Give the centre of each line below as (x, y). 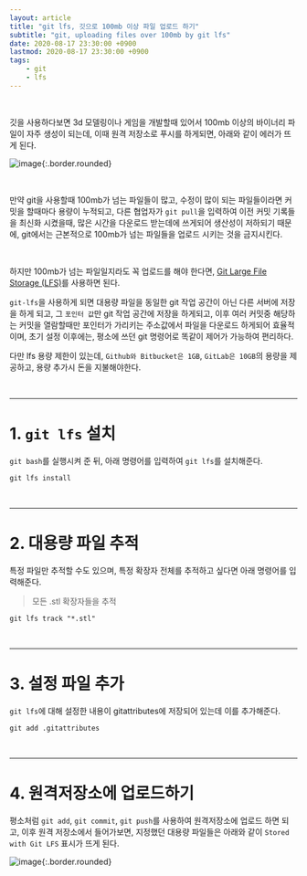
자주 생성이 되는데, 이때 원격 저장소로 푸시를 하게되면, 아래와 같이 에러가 (154, 133)
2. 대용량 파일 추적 (74, 543)
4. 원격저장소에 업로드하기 (102, 793)
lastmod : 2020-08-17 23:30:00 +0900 (79, 52)
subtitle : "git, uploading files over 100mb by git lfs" (120, 35)
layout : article (40, 18)
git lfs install (40, 478)
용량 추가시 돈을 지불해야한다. (89, 367)
